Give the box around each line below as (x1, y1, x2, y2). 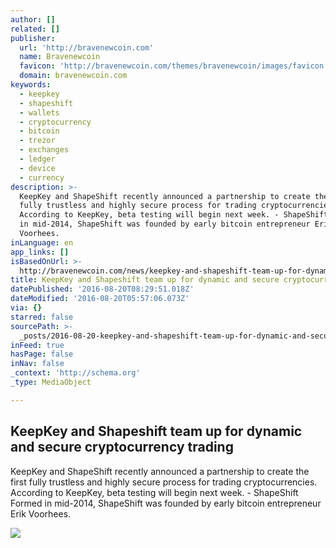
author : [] (10, 14, 56, 25)
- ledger (19, 154, 56, 164)
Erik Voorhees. (10, 507, 72, 520)
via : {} (10, 303, 43, 313)
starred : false (10, 312, 74, 322)
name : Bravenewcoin (19, 52, 101, 62)
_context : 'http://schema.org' (10, 368, 141, 378)
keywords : (10, 80, 52, 90)
